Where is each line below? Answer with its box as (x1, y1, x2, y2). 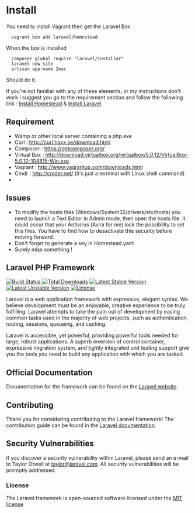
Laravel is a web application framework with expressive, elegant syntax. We (6, 296, 189, 303)
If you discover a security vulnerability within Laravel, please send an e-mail (6, 454, 189, 461)
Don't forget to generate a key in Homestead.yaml (14, 239, 135, 246)
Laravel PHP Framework (6, 263, 95, 273)
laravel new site (11, 61, 54, 67)
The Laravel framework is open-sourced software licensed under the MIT (6, 495, 183, 502)
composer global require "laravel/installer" (11, 56, 124, 61)
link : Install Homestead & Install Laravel (6, 100, 102, 107)
